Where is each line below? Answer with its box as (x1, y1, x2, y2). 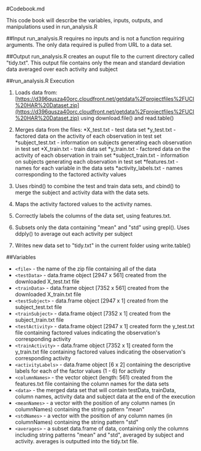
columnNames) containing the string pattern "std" (14, 419, 139, 426)
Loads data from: (14, 89, 58, 96)
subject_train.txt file (14, 316, 64, 324)
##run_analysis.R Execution (6, 78, 75, 84)
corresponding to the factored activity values (14, 171, 127, 178)
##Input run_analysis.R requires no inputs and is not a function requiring (6, 35, 185, 41)
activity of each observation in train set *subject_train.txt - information (14, 152, 189, 159)
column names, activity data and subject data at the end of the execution (14, 393, 196, 400)
